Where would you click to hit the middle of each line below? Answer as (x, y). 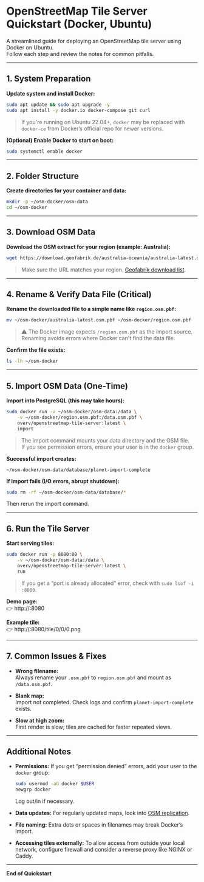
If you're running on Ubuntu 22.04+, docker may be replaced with (103, 122)
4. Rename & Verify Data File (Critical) (79, 294)
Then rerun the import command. (48, 504)
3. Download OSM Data (51, 232)
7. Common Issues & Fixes (56, 656)
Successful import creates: (42, 458)
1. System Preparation (49, 79)
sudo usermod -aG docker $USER (55, 784)
